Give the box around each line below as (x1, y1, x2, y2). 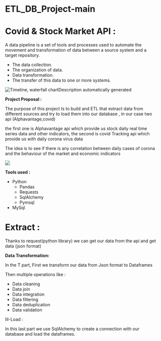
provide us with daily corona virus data (5, 136, 83, 142)
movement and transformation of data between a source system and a (5, 47, 147, 53)
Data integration (12, 292, 45, 298)
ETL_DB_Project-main (5, 3, 96, 15)
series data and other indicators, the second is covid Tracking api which (5, 131, 150, 137)
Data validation (12, 307, 42, 313)
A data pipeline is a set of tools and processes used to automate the (5, 42, 142, 48)
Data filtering (12, 297, 39, 302)
